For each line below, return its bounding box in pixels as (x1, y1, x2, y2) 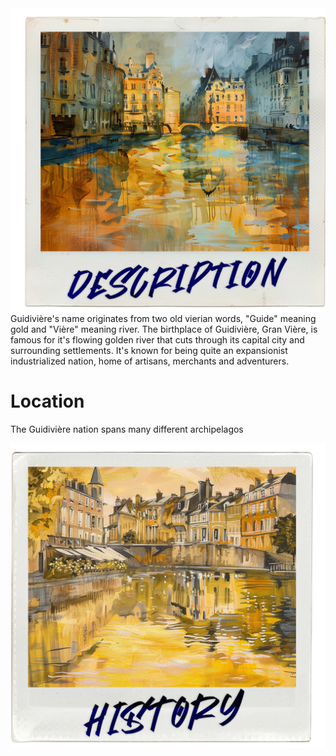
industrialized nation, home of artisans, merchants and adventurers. (10, 355, 290, 367)
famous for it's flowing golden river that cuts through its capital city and (10, 334, 305, 346)
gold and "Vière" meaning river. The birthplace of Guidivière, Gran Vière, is (10, 323, 318, 336)
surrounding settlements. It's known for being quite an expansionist (10, 345, 288, 357)
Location (10, 390, 85, 413)
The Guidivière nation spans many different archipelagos (10, 423, 244, 436)
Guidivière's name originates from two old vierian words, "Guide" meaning (10, 313, 317, 325)
